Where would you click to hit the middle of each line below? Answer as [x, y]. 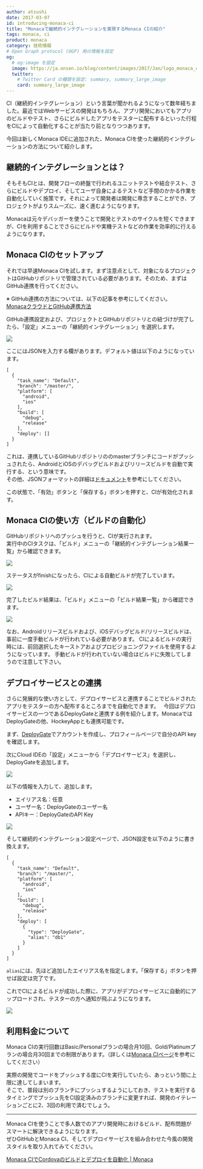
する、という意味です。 [40, 471]
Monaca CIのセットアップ [55, 255]
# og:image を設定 [34, 62]
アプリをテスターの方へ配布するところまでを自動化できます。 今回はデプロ [101, 706]
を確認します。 [25, 742]
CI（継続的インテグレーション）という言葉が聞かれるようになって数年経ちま [101, 103]
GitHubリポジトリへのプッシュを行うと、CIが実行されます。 [81, 536]
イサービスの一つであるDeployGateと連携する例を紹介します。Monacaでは [99, 714]
